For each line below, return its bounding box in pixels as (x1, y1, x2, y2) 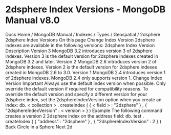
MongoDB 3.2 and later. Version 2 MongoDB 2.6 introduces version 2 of (5, 58, 157, 64)
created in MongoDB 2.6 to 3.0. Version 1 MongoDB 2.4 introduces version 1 (5, 69, 166, 75)
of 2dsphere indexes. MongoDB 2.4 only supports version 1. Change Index (5, 75, 163, 81)
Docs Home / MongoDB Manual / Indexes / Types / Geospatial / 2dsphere (5, 31, 160, 37)
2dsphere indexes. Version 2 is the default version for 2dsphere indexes (5, 64, 157, 70)
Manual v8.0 (5, 14, 60, 26)
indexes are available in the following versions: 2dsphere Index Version (5, 42, 155, 48)
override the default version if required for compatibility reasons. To (5, 85, 148, 92)
